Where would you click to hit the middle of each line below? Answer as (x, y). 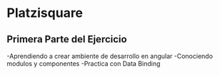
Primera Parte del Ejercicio (67, 39)
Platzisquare (45, 13)
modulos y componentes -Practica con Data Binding (84, 64)
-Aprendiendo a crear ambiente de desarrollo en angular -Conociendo (110, 56)
